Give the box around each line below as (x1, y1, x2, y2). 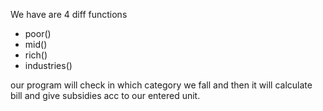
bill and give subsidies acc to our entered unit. (10, 90, 201, 101)
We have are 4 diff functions (10, 9, 128, 20)
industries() (24, 60, 73, 71)
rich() (24, 49, 48, 61)
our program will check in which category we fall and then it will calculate (10, 79, 313, 91)
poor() (24, 28, 52, 39)
